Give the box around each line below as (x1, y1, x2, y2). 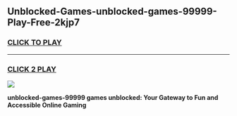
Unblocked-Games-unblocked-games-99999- (7, 6, 217, 18)
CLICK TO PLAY (7, 38, 62, 48)
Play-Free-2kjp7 (7, 17, 80, 29)
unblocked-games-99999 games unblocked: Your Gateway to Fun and (7, 93, 219, 101)
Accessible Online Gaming (7, 101, 87, 109)
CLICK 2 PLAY (7, 64, 56, 74)
